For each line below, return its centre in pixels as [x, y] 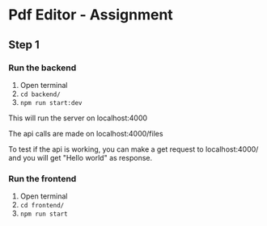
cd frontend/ [42, 206]
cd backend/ [40, 94]
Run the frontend [42, 178]
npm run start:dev [51, 103]
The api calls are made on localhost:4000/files [86, 133]
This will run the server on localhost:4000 [78, 118]
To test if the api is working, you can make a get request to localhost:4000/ [133, 149]
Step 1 [24, 45]
